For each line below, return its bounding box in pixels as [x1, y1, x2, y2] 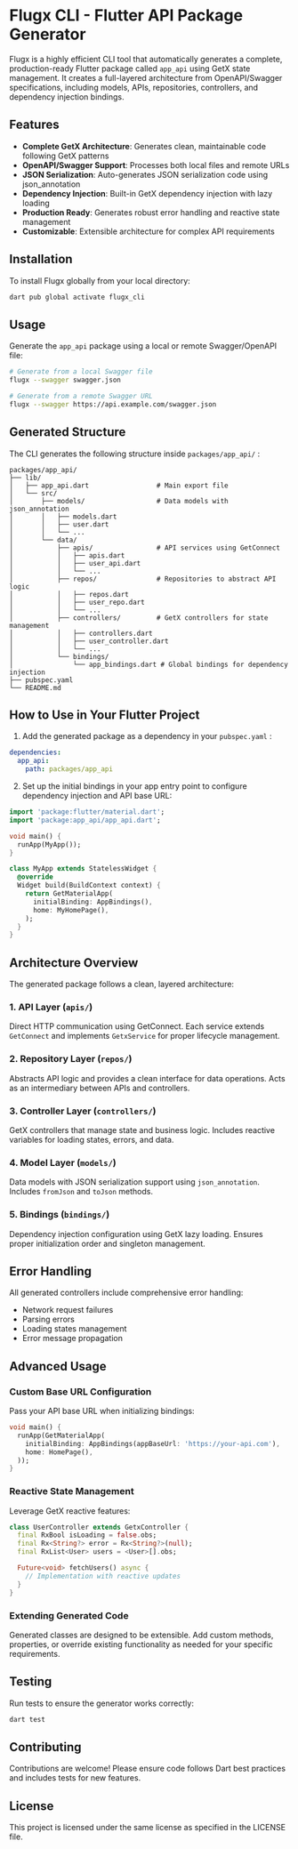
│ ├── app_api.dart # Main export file [9, 481, 229, 490]
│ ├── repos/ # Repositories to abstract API [9, 575, 277, 583]
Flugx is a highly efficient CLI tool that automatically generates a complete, [9, 53, 283, 64]
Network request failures [21, 1305, 114, 1315]
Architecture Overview [9, 955, 139, 970]
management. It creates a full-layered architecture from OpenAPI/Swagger [9, 72, 283, 83]
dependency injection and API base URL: [21, 791, 173, 800]
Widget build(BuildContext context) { [17, 881, 162, 890]
